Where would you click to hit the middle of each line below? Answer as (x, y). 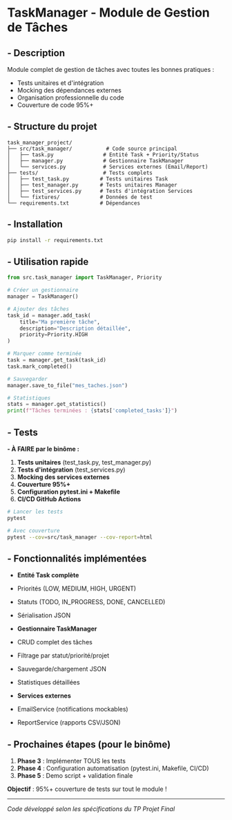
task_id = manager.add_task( (49, 315)
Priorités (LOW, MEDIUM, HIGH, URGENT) (77, 588)
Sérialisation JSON (44, 615)
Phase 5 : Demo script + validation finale (75, 776)
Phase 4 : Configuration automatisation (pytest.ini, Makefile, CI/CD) (113, 768)
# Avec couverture (33, 530)
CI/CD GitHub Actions (49, 499)
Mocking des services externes (64, 477)
